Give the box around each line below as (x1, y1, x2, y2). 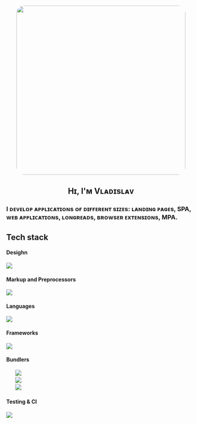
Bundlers (6, 356, 30, 363)
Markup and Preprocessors (6, 275, 76, 283)
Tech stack (6, 232, 49, 242)
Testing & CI (6, 398, 37, 405)
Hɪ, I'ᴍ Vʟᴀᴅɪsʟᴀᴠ (68, 186, 134, 197)
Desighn (6, 249, 28, 256)
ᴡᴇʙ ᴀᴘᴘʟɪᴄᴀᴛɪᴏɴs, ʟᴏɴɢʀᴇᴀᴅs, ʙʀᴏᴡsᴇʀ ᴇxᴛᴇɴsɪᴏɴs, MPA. (6, 213, 178, 221)
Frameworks (6, 329, 38, 336)
